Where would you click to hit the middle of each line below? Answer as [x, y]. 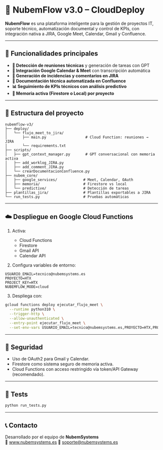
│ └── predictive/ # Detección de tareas [67, 188]
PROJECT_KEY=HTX [21, 283]
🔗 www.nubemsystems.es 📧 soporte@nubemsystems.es [62, 442]
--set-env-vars [25, 327]
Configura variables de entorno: [44, 265]
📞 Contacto [21, 425]
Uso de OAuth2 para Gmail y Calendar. [51, 359]
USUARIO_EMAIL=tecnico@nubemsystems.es [45, 274]
